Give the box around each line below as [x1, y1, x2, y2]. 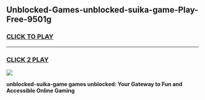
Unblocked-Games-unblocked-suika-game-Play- [6, 5, 199, 15]
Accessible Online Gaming [6, 87, 75, 94]
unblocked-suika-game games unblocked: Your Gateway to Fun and [6, 80, 183, 87]
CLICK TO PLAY [6, 33, 54, 41]
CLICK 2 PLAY [6, 55, 49, 64]
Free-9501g [6, 15, 52, 25]
